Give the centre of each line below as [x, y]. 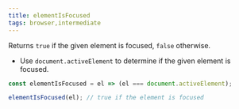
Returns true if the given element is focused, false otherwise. [110, 45]
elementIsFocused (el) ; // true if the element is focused [106, 98]
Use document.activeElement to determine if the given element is [125, 61]
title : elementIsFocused [49, 15]
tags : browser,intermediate [55, 23]
